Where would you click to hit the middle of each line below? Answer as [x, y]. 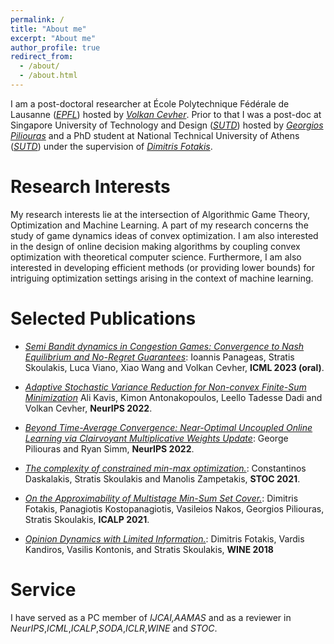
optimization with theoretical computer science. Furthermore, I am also [156, 257]
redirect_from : [42, 57]
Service [43, 589]
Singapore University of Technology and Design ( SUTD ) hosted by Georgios [167, 125]
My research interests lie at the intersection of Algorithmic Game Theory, [160, 214]
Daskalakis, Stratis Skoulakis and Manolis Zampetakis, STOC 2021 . [162, 478]
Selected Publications [103, 318]
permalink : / [37, 19]
